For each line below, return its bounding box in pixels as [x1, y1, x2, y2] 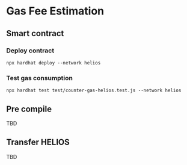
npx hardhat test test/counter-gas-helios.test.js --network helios [6, 87, 182, 94]
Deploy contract [6, 46, 55, 55]
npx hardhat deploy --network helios [6, 60, 101, 66]
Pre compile [6, 104, 52, 114]
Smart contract [6, 28, 64, 39]
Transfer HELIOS [6, 137, 70, 148]
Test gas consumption [6, 73, 73, 82]
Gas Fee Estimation [6, 4, 104, 18]
